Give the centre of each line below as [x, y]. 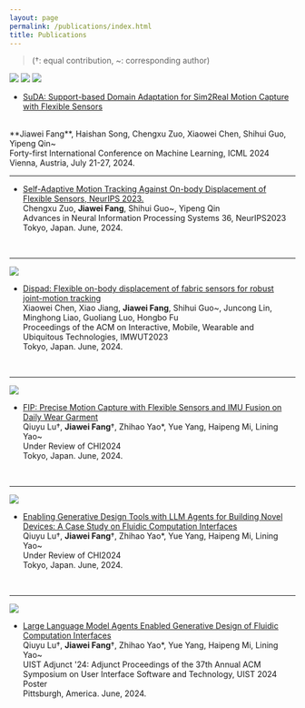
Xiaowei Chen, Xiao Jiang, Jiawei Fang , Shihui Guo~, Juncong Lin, [147, 308]
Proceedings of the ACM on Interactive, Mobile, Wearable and [138, 328]
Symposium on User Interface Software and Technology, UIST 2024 [150, 674]
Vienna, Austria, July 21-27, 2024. [72, 163]
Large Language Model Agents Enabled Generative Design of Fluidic [150, 626]
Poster [35, 684]
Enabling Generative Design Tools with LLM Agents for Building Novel [152, 517]
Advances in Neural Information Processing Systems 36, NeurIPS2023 [154, 218]
